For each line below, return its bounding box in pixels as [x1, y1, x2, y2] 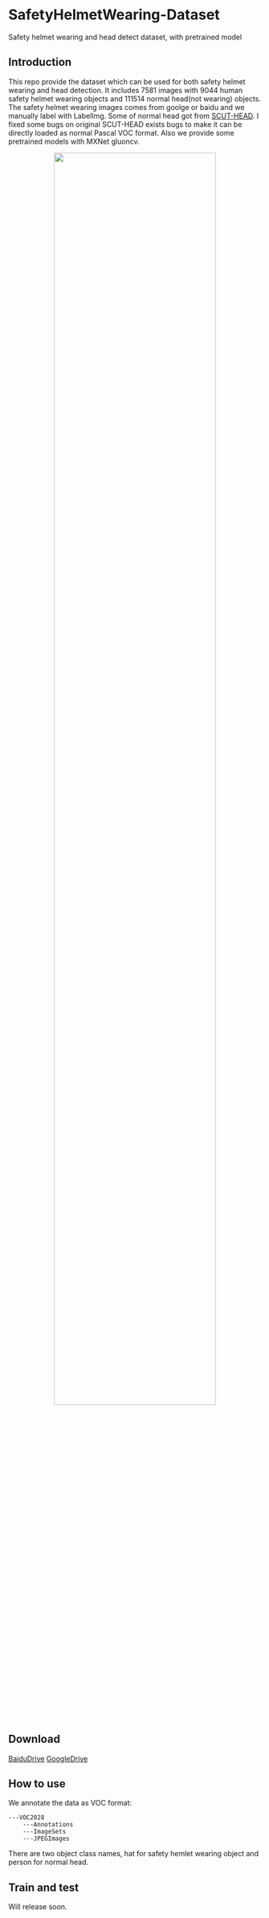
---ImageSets [22, 1828, 67, 1836]
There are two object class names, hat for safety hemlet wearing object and [8, 1849, 259, 1859]
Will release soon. [8, 1902, 67, 1912]
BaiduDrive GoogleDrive [8, 1753, 88, 1763]
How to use [8, 1777, 66, 1790]
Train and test [8, 1880, 79, 1894]
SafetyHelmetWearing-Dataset [8, 6, 221, 24]
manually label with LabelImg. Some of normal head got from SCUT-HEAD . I [8, 111, 259, 120]
